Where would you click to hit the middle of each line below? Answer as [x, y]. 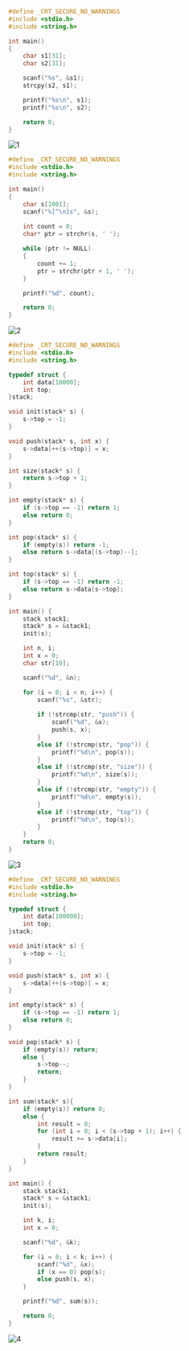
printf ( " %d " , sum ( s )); [61, 1301]
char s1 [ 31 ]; [45, 56]
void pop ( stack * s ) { [45, 1042]
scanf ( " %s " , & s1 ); [53, 78]
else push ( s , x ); [66, 1279]
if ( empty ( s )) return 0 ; [64, 1109]
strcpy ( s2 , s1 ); [50, 85]
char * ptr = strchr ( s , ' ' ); [72, 234]
